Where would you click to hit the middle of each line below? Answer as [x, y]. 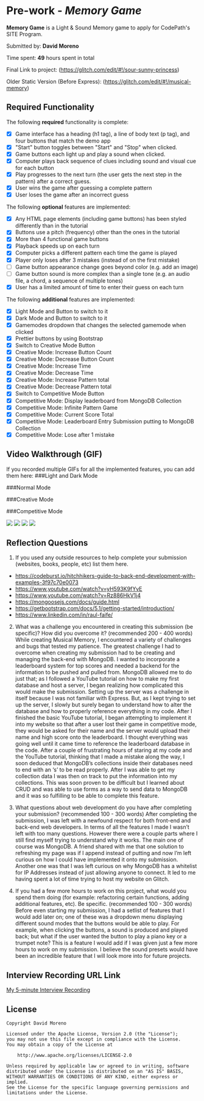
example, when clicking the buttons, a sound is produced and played [101, 930]
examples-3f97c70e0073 [47, 582]
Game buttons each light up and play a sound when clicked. [90, 154]
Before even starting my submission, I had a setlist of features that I [100, 910]
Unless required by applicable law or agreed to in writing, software [98, 1066]
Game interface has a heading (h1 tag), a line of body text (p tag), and [102, 134]
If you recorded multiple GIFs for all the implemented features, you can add [100, 469]
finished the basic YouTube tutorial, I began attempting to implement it [103, 718]
